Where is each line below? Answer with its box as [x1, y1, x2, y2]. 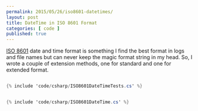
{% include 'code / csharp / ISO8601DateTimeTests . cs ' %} [6, 83, 143, 90]
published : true [6, 31, 47, 37]
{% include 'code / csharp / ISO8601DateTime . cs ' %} [6, 99, 129, 105]
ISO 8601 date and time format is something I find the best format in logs [6, 47, 185, 54]
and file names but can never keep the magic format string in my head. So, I [6, 54, 193, 61]
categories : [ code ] [6, 25, 60, 32]
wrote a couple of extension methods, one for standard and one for [6, 60, 172, 67]
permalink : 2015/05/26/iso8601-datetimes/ [6, 8, 113, 15]
